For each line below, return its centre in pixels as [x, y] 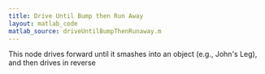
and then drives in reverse [52, 63]
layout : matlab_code [43, 24]
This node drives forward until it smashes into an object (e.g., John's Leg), [133, 54]
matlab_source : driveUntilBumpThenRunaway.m [85, 31]
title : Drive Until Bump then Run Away [76, 16]
